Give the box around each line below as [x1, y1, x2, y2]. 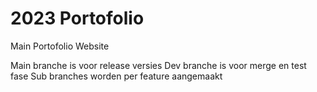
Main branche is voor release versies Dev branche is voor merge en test [10, 59, 307, 71]
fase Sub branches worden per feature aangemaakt [10, 70, 223, 82]
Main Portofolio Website [10, 40, 110, 52]
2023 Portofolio [10, 7, 145, 30]
